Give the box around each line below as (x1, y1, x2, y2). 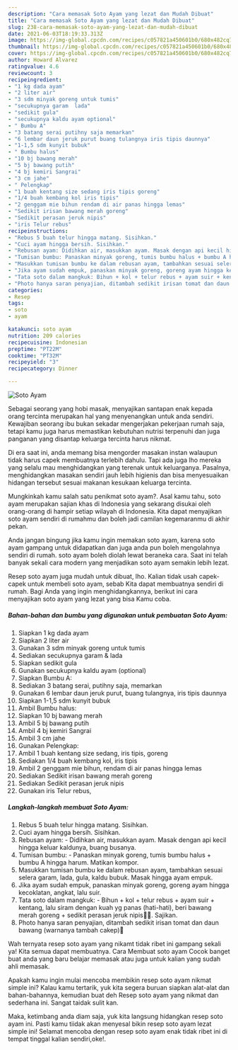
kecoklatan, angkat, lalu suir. (18, 888, 102, 896)
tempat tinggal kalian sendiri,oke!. (8, 1034, 107, 1043)
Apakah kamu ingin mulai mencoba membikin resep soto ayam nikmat (8, 976, 211, 984)
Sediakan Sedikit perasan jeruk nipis (18, 779, 124, 787)
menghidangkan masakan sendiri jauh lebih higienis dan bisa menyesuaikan (8, 471, 229, 479)
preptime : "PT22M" (8, 345, 62, 352)
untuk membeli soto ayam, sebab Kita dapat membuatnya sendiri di (28, 579, 224, 588)
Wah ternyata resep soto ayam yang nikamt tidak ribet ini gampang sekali (8, 939, 222, 948)
